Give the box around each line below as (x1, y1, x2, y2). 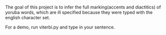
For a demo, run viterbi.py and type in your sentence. (5, 24, 115, 30)
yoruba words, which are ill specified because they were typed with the (5, 9, 153, 15)
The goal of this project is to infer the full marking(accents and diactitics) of (5, 4, 161, 10)
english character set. (5, 15, 50, 20)
